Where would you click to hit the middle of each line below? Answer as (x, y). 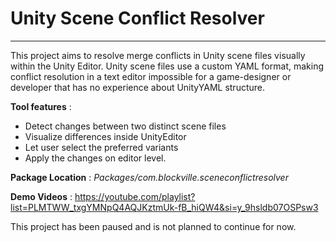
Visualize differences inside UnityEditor (105, 136)
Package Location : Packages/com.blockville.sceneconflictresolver (149, 177)
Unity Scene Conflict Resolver (137, 18)
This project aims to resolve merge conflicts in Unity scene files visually (158, 55)
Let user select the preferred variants (101, 147)
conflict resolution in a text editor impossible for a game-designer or (151, 76)
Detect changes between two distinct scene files (125, 126)
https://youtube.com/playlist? (135, 196)
